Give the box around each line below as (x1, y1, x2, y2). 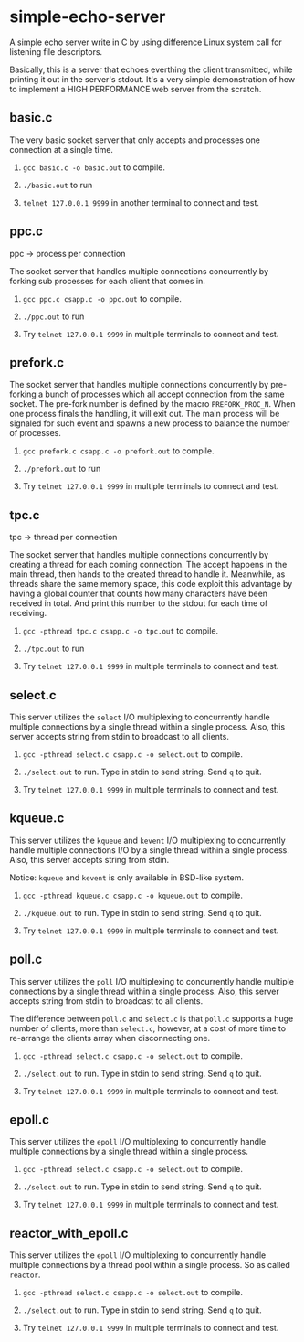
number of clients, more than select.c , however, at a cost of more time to (9, 1022, 286, 1034)
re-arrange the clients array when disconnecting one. (9, 1032, 211, 1043)
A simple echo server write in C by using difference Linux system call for (9, 37, 283, 48)
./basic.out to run (22, 179, 93, 190)
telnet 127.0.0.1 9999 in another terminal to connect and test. (22, 197, 260, 208)
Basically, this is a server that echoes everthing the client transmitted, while (9, 64, 293, 75)
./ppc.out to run (22, 311, 85, 322)
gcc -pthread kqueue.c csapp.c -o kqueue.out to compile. (22, 889, 244, 900)
